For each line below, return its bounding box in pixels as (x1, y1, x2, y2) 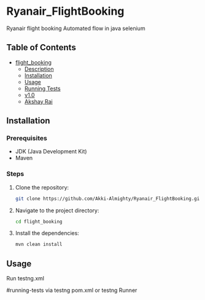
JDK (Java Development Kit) (15, 148, 87, 155)
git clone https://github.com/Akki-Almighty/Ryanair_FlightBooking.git (15, 195, 203, 202)
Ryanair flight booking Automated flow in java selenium (6, 25, 145, 32)
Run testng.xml (6, 275, 45, 282)
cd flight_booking (15, 218, 63, 225)
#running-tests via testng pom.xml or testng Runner (6, 287, 137, 294)
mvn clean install (15, 241, 63, 248)
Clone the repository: (15, 183, 69, 191)
